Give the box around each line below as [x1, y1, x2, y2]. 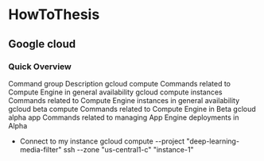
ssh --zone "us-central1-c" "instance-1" [63, 144, 194, 154]
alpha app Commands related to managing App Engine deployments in [8, 113, 239, 122]
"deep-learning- [186, 136, 240, 146]
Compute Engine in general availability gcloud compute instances [8, 87, 223, 97]
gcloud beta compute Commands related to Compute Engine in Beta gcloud [8, 104, 256, 113]
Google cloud [8, 37, 76, 51]
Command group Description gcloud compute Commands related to [8, 79, 231, 88]
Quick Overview [8, 61, 72, 72]
